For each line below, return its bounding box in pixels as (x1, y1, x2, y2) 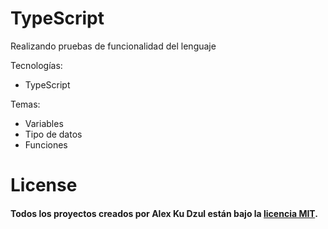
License (10, 174, 78, 197)
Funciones (24, 138, 68, 151)
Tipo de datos (24, 128, 83, 140)
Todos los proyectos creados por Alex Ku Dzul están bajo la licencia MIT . (10, 207, 318, 219)
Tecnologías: (10, 59, 63, 71)
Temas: (10, 98, 41, 110)
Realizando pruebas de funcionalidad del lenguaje (10, 40, 217, 52)
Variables (24, 117, 64, 129)
